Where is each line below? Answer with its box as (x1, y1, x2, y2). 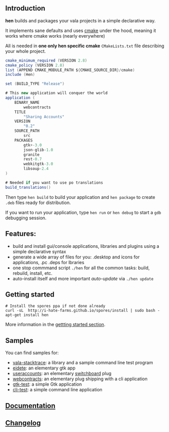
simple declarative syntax (12, 248, 66, 254)
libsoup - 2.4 (23, 166, 49, 171)
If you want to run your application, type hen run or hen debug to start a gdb (5, 209, 161, 215)
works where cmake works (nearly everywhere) (5, 33, 106, 39)
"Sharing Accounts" (23, 114, 65, 119)
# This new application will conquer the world (5, 91, 108, 96)
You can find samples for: (5, 350, 59, 356)
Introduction (5, 4, 46, 13)
